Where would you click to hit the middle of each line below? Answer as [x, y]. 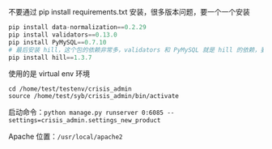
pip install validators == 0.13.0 [63, 35]
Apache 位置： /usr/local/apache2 [66, 137]
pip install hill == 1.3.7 [50, 57]
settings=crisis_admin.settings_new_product [85, 121]
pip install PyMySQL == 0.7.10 [57, 42]
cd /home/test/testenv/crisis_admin [70, 89]
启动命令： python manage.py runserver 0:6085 [86, 113]
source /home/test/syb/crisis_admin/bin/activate [94, 96]
